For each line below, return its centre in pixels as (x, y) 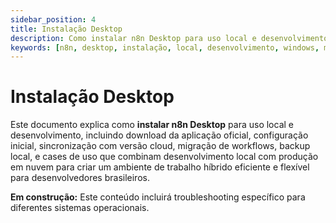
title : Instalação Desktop (66, 29)
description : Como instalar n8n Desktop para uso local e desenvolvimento (169, 38)
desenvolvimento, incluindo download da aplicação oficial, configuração (159, 135)
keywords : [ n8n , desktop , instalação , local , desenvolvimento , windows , (165, 47)
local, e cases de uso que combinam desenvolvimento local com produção (164, 157)
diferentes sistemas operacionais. (80, 208)
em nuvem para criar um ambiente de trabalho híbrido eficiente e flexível (160, 167)
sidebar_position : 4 (53, 19)
